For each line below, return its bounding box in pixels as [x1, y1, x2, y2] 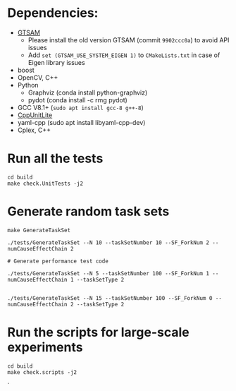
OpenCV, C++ [17, 73, 58, 82]
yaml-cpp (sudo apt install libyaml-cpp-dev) [17, 118, 146, 126]
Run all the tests [7, 150, 104, 167]
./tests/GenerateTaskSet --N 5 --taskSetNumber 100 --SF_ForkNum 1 [7, 270, 210, 277]
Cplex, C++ [17, 126, 51, 134]
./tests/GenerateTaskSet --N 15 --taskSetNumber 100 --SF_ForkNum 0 [7, 294, 213, 301]
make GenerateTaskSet [7, 227, 71, 234]
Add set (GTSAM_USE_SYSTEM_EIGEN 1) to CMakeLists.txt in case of [27, 51, 221, 59]
